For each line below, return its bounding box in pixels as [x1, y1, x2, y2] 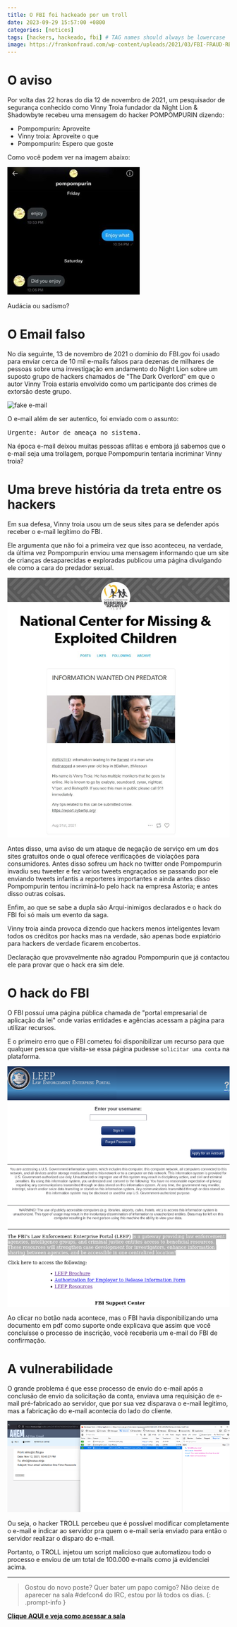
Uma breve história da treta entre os [7, 482, 222, 497]
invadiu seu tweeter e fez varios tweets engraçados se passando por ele [7, 867, 219, 876]
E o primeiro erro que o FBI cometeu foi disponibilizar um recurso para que [7, 1037, 224, 1046]
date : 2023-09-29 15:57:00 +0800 [7, 18, 106, 26]
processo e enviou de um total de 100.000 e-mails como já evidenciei [7, 1556, 209, 1564]
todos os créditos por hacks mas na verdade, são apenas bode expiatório [7, 932, 221, 940]
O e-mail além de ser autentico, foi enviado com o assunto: [7, 415, 179, 423]
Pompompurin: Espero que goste [17, 140, 114, 148]
